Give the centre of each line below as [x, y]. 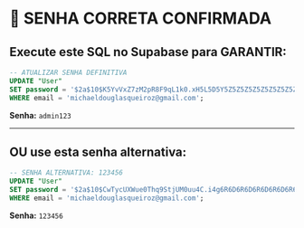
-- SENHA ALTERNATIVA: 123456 [66, 173]
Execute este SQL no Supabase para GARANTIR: [148, 52]
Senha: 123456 [36, 215]
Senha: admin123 [40, 115]
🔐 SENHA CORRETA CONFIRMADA [141, 19]
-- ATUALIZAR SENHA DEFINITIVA [68, 72]
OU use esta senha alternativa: [98, 152]
